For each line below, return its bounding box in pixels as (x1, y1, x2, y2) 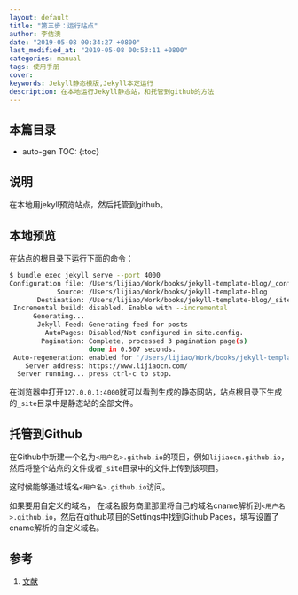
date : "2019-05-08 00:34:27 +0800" (9, 37, 141, 47)
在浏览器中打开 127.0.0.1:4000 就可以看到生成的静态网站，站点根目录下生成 (9, 387, 283, 397)
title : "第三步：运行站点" (9, 21, 98, 30)
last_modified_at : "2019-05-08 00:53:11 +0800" (9, 46, 189, 55)
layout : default (9, 12, 69, 22)
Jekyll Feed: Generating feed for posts (36, 320, 189, 329)
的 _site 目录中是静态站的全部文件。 (9, 398, 138, 409)
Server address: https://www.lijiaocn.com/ (25, 361, 189, 371)
